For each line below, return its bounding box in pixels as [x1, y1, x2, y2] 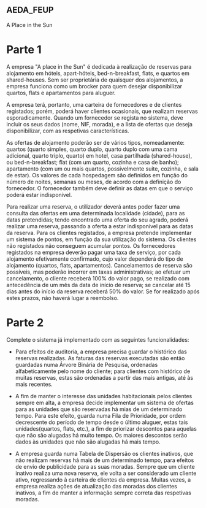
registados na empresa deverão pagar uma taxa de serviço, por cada [6, 248, 181, 256]
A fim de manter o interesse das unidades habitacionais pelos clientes [15, 392, 193, 399]
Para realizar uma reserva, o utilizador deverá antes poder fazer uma [6, 202, 180, 210]
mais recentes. [15, 380, 53, 388]
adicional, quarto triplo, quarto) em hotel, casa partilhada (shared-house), [6, 152, 193, 159]
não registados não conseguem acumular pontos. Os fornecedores [6, 242, 176, 249]
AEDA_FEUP [6, 5, 54, 15]
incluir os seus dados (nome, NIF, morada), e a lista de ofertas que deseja [6, 120, 193, 128]
